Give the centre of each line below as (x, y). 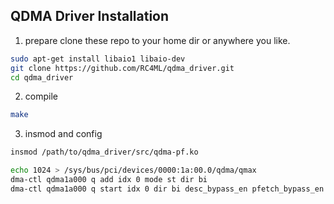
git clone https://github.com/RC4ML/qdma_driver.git (122, 68)
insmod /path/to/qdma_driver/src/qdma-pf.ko (104, 152)
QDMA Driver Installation (90, 16)
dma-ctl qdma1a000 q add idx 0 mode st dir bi (109, 180)
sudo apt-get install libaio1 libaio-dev (98, 59)
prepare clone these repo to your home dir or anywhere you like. (157, 40)
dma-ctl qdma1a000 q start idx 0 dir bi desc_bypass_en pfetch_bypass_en (167, 189)
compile (41, 96)
